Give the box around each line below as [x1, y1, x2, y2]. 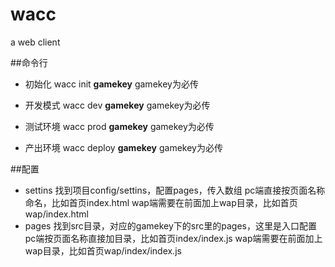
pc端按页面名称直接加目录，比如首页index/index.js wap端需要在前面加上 [24, 232, 323, 244]
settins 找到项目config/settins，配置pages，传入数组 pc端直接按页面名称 [24, 184, 326, 196]
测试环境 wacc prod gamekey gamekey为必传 [24, 120, 215, 132]
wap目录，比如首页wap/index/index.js [24, 244, 182, 257]
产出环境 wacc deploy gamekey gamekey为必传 [24, 141, 223, 153]
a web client [10, 36, 61, 48]
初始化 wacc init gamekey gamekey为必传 [24, 78, 199, 90]
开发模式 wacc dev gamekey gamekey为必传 [24, 99, 211, 111]
